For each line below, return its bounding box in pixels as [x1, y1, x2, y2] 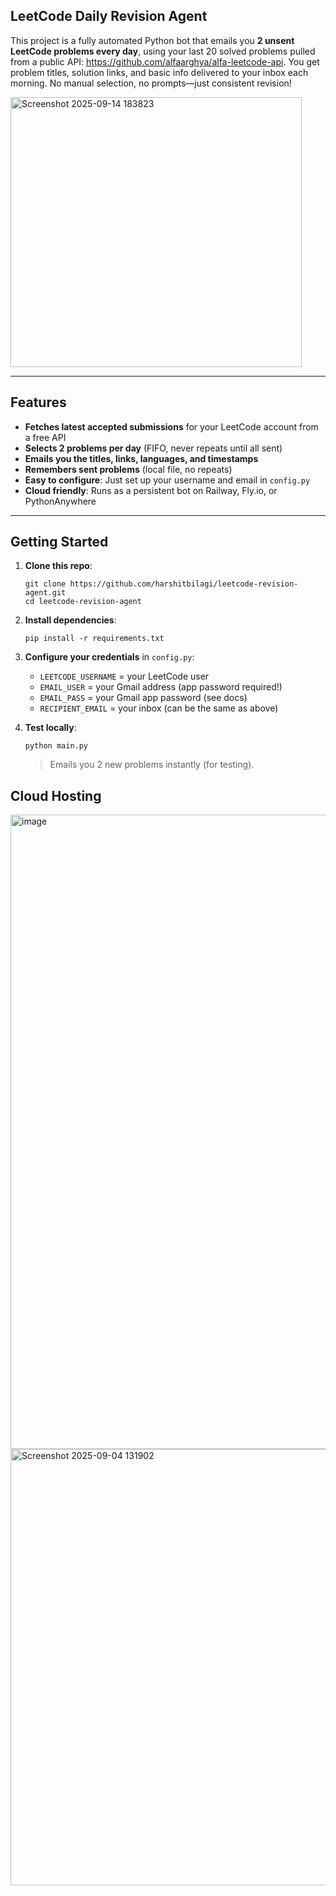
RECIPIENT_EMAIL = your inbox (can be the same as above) [39, 702, 279, 714]
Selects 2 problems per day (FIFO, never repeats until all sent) [24, 442, 283, 454]
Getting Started [10, 534, 109, 551]
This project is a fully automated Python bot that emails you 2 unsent [10, 34, 295, 46]
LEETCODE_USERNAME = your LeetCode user [39, 670, 210, 683]
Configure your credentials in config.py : [24, 651, 195, 663]
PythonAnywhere [24, 495, 97, 507]
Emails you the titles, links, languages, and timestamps [24, 452, 259, 464]
